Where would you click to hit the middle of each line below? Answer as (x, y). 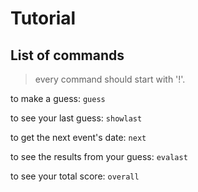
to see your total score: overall (75, 176)
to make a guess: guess (58, 98)
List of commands (67, 55)
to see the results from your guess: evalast (99, 156)
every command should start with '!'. (110, 79)
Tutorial (43, 18)
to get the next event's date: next (78, 137)
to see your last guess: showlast (76, 118)
